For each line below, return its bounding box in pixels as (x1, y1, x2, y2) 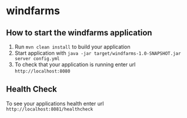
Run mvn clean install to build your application (14, 43, 131, 50)
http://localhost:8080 (14, 68, 71, 74)
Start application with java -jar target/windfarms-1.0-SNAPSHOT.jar (14, 50, 181, 57)
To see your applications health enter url (6, 100, 104, 107)
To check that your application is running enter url (14, 61, 136, 68)
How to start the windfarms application (6, 28, 152, 38)
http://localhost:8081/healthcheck (6, 106, 93, 112)
